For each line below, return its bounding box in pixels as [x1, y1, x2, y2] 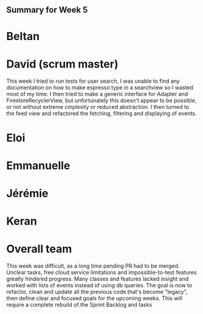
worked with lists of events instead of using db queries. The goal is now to [6, 282, 193, 289]
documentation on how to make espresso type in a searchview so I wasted [6, 83, 193, 91]
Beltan [6, 29, 40, 43]
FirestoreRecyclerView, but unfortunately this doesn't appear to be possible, [6, 97, 197, 104]
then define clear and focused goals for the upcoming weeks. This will [6, 295, 182, 302]
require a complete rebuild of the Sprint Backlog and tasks [6, 301, 153, 309]
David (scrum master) [6, 57, 119, 71]
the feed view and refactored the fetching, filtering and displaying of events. [6, 110, 197, 117]
